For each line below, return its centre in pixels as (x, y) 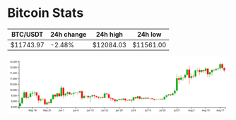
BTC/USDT (28, 35)
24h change (69, 35)
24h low (149, 35)
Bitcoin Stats (46, 13)
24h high (110, 35)
